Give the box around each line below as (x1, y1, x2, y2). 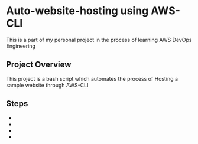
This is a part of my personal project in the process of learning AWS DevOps (6, 36, 192, 43)
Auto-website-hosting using (6, 4, 149, 18)
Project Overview (6, 60, 72, 70)
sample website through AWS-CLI (6, 81, 89, 89)
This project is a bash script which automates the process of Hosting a (6, 75, 178, 82)
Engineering (6, 42, 35, 50)
